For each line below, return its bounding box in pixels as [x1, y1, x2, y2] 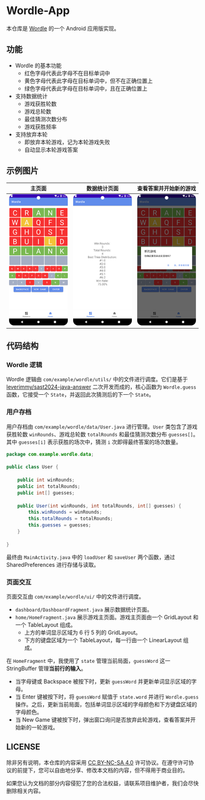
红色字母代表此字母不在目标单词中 [24, 69, 110, 77]
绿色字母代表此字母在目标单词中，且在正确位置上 [24, 84, 148, 92]
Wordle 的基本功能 [15, 62, 62, 69]
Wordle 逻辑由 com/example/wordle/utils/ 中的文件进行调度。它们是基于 [6, 376, 188, 383]
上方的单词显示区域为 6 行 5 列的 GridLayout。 [24, 629, 142, 637]
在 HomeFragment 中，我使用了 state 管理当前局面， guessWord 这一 [6, 657, 171, 665]
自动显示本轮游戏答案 [24, 146, 78, 153]
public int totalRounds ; [17, 483, 81, 490]
